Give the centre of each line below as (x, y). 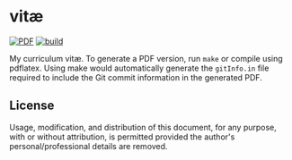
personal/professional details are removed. (88, 146)
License (32, 106)
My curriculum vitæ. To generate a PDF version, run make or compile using (146, 58)
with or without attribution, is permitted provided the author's (122, 137)
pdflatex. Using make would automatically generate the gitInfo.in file (139, 68)
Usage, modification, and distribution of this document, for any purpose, (143, 127)
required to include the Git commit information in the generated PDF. (136, 77)
